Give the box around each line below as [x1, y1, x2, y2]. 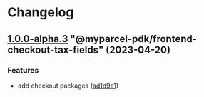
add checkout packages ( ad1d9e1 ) [17, 81, 119, 90]
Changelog [7, 4, 74, 21]
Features [7, 65, 39, 75]
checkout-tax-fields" [7, 44, 104, 56]
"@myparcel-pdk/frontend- [70, 33, 198, 45]
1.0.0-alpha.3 [7, 33, 68, 45]
